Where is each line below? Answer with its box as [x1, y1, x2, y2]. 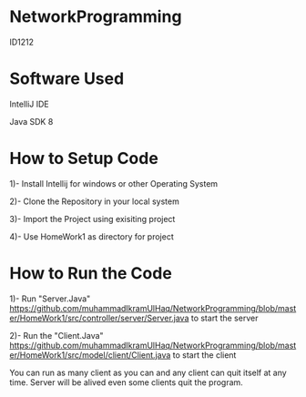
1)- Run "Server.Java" [9, 293, 91, 304]
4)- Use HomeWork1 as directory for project [9, 230, 175, 242]
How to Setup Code [9, 148, 159, 169]
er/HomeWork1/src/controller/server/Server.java [9, 312, 189, 323]
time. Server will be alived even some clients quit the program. [9, 376, 243, 388]
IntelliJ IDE [9, 98, 50, 109]
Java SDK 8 [9, 116, 54, 127]
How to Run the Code [9, 263, 173, 283]
